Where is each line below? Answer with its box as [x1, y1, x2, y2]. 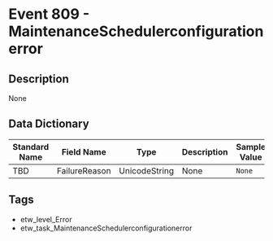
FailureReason [56, 164, 111, 176]
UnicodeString [119, 164, 175, 176]
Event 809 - [8, 5, 90, 24]
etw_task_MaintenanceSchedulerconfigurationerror [19, 223, 193, 233]
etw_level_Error [19, 214, 72, 224]
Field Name [61, 146, 107, 157]
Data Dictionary [8, 117, 89, 131]
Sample [235, 141, 266, 152]
